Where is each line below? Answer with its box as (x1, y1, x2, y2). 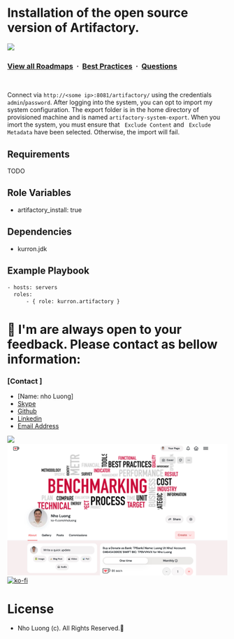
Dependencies (7, 226, 72, 238)
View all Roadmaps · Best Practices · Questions (7, 61, 177, 71)
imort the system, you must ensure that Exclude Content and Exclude (7, 120, 212, 129)
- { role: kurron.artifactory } (25, 298, 120, 305)
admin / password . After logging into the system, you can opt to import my (7, 98, 213, 106)
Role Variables (7, 187, 71, 199)
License (7, 601, 54, 617)
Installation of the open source (7, 5, 189, 21)
